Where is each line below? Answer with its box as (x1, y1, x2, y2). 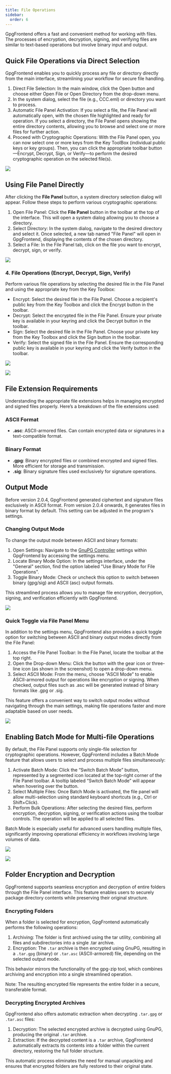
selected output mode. (12, 956, 61, 962)
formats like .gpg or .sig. (12, 687, 64, 694)
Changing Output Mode (5, 526, 65, 533)
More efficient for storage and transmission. (12, 463, 105, 469)
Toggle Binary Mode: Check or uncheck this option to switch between (12, 574, 159, 580)
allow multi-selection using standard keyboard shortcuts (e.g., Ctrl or (12, 794, 157, 800)
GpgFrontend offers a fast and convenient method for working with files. (5, 31, 157, 37)
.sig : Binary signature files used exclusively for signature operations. (12, 468, 157, 474)
